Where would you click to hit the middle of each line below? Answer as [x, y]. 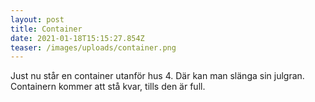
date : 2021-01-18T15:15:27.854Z [77, 38]
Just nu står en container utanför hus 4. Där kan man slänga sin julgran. [157, 76]
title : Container [46, 29]
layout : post [37, 19]
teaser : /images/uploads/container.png [93, 47]
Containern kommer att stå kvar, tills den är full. [108, 87]
